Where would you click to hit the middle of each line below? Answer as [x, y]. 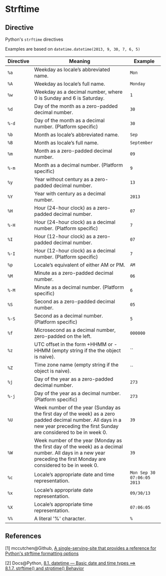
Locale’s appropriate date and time [74, 475]
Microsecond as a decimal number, [75, 330]
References [23, 536]
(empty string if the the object [86, 351]
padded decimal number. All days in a [78, 420]
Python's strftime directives [34, 39]
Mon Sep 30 [143, 473]
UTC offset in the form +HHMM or [74, 344]
